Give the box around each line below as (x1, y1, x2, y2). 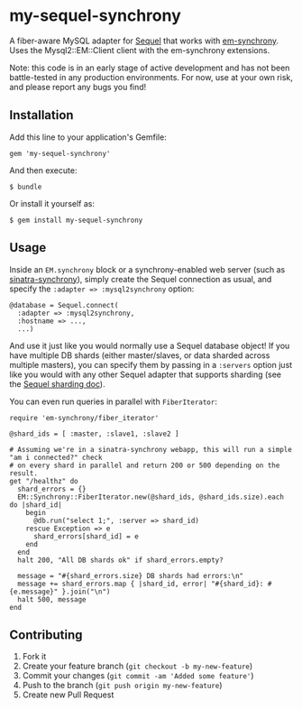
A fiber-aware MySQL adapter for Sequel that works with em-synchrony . (9, 35, 279, 46)
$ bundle (9, 182, 42, 191)
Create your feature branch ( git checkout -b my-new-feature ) (22, 660, 253, 672)
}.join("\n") (61, 587, 111, 596)
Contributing (9, 627, 83, 642)
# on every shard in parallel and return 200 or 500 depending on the (9, 461, 280, 470)
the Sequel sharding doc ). (9, 378, 105, 389)
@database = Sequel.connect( (9, 300, 119, 309)
